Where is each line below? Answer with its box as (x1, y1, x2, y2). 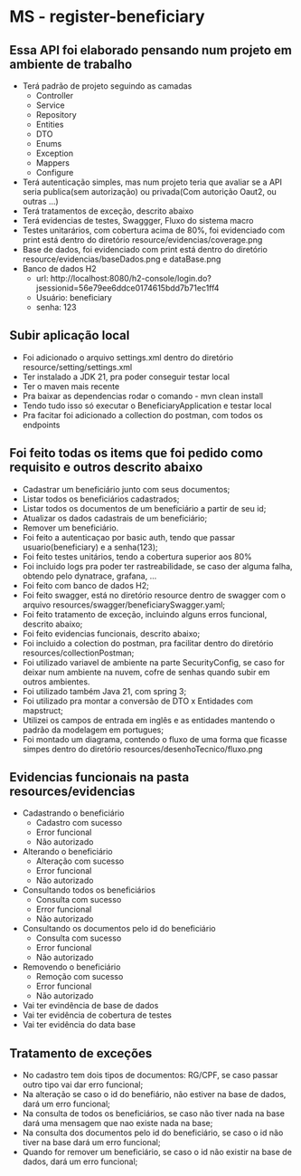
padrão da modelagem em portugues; (22, 724, 165, 735)
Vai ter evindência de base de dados (22, 1000, 159, 1011)
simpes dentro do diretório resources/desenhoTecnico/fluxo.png (22, 743, 264, 754)
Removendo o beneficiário (22, 961, 121, 972)
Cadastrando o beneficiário (22, 808, 125, 818)
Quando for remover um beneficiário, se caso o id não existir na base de (22, 1147, 292, 1158)
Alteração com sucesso (35, 856, 125, 866)
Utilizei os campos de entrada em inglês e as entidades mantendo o (22, 714, 276, 725)
